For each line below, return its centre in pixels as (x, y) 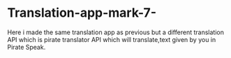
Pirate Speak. (27, 47)
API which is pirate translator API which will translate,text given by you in (112, 39)
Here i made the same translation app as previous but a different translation (116, 32)
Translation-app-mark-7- (82, 13)
